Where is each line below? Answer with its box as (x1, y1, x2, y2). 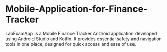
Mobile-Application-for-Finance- (5, 3, 148, 15)
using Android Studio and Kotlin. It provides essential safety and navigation (5, 36, 162, 42)
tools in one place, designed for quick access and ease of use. (5, 41, 136, 47)
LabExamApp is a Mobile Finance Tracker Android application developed (5, 30, 157, 36)
